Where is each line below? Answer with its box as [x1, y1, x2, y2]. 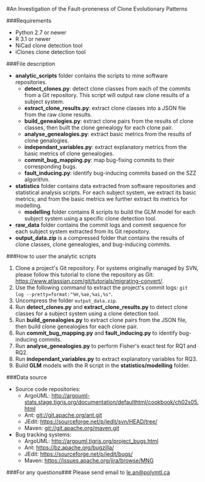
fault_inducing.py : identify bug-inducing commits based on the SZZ [24, 169, 196, 177]
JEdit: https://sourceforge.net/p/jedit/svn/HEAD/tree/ [24, 418, 157, 425]
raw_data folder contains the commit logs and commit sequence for [15, 221, 187, 228]
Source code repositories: [15, 385, 81, 393]
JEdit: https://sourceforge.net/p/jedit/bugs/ [24, 450, 133, 458]
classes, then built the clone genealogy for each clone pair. [24, 124, 173, 131]
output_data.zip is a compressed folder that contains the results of [15, 235, 185, 241]
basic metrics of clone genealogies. [24, 150, 115, 157]
